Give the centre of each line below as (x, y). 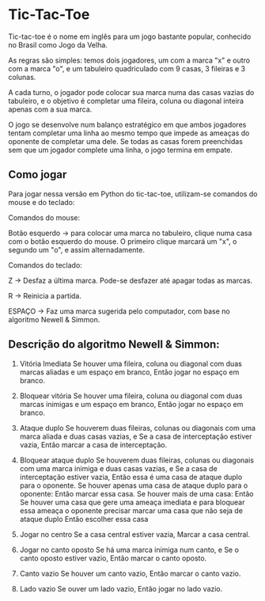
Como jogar (38, 175)
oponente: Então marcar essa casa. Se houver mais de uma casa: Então (136, 493)
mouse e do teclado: (42, 202)
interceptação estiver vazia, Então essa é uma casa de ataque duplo (131, 477)
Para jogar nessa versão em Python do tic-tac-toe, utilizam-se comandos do (133, 194)
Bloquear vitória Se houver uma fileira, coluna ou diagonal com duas (131, 396)
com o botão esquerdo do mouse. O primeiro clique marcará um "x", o (123, 241)
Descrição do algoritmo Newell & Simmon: (114, 345)
